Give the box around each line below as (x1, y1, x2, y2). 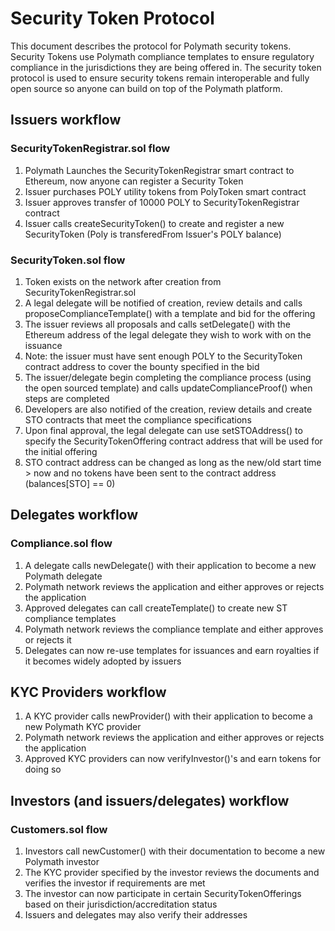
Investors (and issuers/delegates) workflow (10, 792, 290, 809)
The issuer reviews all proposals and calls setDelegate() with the (24, 318, 291, 330)
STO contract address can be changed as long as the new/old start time (24, 456, 322, 468)
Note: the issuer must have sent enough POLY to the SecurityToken (24, 350, 303, 362)
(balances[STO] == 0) (24, 477, 116, 489)
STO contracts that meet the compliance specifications (24, 413, 252, 426)
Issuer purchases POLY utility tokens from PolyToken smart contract (24, 185, 307, 197)
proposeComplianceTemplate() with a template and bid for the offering (24, 307, 316, 319)
